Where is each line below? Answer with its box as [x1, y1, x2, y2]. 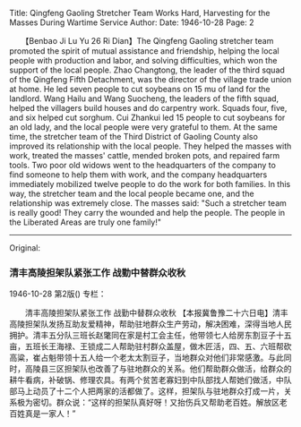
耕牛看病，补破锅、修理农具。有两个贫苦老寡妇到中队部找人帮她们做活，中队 [9, 375, 292, 386]
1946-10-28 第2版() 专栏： [9, 288, 107, 299]
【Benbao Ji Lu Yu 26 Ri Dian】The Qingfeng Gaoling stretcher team [24, 36, 274, 46]
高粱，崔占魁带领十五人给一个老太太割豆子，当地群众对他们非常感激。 [9, 353, 269, 363]
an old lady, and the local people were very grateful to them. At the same [9, 122, 278, 132]
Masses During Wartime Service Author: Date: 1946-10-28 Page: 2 [9, 17, 254, 28]
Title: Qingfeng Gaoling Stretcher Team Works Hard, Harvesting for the [9, 8, 271, 18]
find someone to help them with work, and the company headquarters [9, 169, 268, 180]
